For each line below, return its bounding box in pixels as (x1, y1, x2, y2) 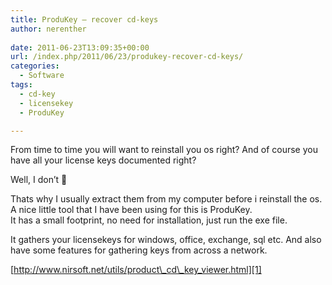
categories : (10, 61, 60, 71)
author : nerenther (10, 24, 87, 34)
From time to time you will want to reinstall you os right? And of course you (10, 144, 318, 156)
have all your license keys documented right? (10, 154, 197, 166)
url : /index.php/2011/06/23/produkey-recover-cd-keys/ (10, 52, 244, 62)
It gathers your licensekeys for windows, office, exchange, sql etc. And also (10, 234, 322, 246)
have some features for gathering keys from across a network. (10, 244, 268, 256)
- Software (19, 71, 65, 81)
